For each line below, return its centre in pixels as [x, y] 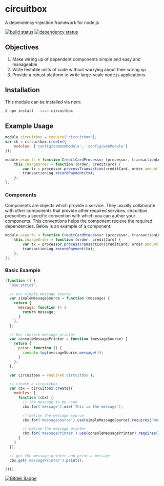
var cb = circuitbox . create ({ [36, 142]
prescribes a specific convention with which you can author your [70, 216]
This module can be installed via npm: [43, 102]
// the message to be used [50, 402]
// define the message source [53, 415]
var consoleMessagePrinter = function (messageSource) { [69, 339]
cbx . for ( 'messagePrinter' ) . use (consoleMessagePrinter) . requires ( [91, 433]
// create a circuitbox [33, 384]
